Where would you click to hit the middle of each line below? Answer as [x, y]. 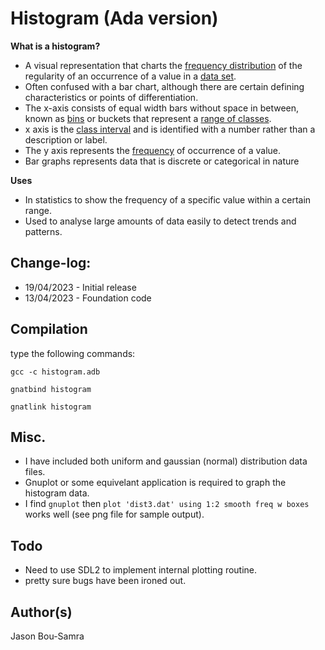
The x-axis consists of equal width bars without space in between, [162, 108]
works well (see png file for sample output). [114, 514]
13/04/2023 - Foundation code [88, 298]
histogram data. [57, 493]
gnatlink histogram [51, 407]
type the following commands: [73, 353]
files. [35, 472]
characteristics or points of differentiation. [111, 97]
